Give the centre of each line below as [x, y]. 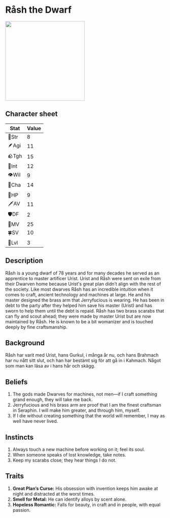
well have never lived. [35, 421]
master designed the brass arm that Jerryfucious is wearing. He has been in [85, 300]
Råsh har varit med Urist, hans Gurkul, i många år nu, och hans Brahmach [82, 355]
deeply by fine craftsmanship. [36, 327]
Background [25, 343]
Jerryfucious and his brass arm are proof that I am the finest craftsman [87, 405]
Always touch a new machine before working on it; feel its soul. [79, 449]
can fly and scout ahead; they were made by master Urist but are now [78, 316]
